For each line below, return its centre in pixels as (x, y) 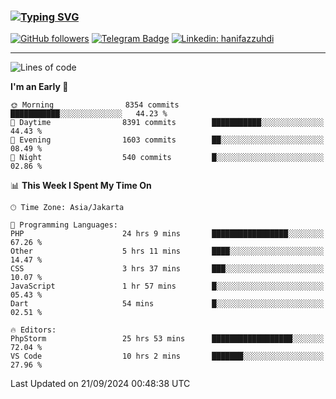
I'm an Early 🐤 (39, 87)
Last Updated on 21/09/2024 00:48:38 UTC (100, 384)
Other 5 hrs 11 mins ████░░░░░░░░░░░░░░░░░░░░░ (167, 251)
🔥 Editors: (33, 330)
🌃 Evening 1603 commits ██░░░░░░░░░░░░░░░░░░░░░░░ (167, 140)
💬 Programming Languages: (64, 225)
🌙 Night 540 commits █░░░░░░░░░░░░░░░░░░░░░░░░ (167, 158)
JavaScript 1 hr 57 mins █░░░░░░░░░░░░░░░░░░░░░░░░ (167, 286)
